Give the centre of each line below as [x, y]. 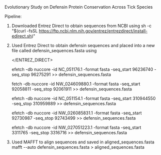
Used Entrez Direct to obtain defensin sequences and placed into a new [83, 45]
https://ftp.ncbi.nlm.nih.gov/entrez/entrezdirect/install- [93, 31]
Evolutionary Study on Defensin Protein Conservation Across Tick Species [79, 7]
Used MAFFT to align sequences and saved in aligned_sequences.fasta [83, 142]
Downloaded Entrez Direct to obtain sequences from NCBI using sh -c [81, 26]
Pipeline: [13, 16]
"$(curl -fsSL [24, 31]
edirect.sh [22, 36]
